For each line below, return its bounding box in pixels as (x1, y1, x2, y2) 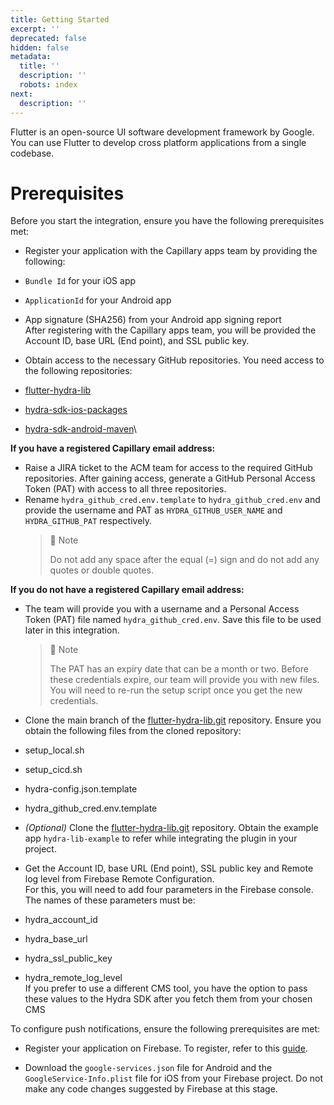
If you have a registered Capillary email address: (10, 442, 216, 455)
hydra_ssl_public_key (24, 952, 113, 965)
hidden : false (10, 42, 70, 53)
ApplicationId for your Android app (24, 294, 172, 306)
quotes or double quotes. (49, 564, 154, 576)
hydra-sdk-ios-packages (24, 404, 128, 416)
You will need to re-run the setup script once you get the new (49, 684, 303, 696)
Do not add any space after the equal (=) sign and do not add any (49, 554, 320, 566)
